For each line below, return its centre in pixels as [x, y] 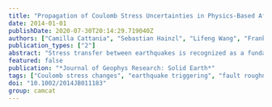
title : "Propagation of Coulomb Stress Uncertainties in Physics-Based [132, 16]
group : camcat [32, 91]
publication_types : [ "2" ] [52, 46]
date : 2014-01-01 [38, 23]
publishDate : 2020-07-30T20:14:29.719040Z [81, 31]
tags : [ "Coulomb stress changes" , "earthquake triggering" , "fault [125, 76]
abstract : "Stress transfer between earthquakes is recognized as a [126, 53]
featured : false [36, 61]
